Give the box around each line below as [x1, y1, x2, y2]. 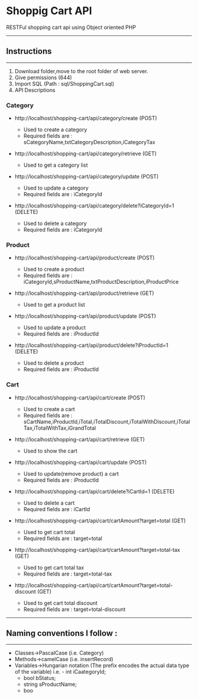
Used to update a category [23, 184, 89, 191]
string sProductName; [23, 681, 77, 688]
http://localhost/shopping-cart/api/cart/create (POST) [14, 394, 146, 401]
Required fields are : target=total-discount [23, 606, 126, 613]
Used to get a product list [23, 301, 85, 308]
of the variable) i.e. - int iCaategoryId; [14, 668, 106, 675]
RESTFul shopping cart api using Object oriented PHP [6, 24, 137, 31]
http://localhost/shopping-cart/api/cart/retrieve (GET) [14, 435, 146, 443]
